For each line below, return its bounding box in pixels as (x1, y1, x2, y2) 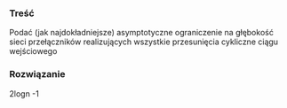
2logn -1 (9, 88, 40, 99)
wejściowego (9, 46, 58, 57)
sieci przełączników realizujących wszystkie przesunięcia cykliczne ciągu (9, 36, 278, 47)
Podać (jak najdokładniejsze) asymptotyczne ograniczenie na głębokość (9, 27, 274, 38)
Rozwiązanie (9, 68, 66, 81)
